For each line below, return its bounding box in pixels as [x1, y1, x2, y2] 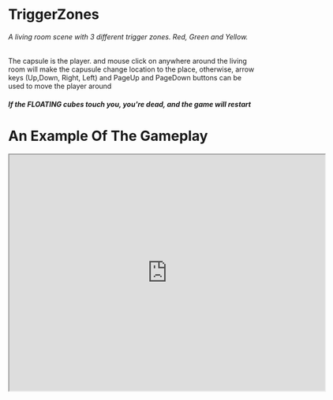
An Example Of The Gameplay [8, 128, 208, 145]
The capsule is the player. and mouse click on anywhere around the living [8, 57, 247, 66]
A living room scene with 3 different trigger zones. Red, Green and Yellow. [8, 31, 249, 41]
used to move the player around [8, 81, 112, 91]
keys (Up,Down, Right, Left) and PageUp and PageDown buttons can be [8, 73, 242, 83]
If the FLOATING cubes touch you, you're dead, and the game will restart [8, 99, 251, 109]
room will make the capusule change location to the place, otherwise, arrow [8, 65, 255, 74]
